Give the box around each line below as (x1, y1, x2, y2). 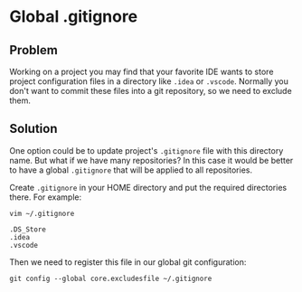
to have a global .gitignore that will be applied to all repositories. (9, 165, 253, 175)
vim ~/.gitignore (9, 209, 75, 218)
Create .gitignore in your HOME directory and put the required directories (9, 182, 288, 193)
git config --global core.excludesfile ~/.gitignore (9, 274, 212, 283)
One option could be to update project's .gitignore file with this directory (9, 145, 284, 155)
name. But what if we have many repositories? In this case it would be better (9, 155, 294, 165)
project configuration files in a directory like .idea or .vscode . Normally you (9, 76, 289, 87)
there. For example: (9, 192, 82, 203)
